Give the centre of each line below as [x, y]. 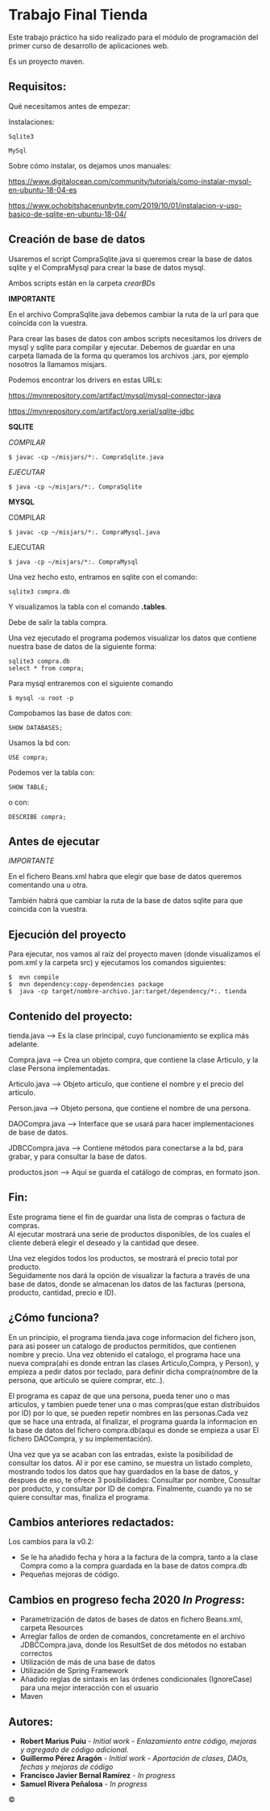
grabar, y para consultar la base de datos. [78, 1156]
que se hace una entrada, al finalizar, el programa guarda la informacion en [133, 1422]
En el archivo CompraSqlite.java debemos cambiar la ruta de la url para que [134, 314]
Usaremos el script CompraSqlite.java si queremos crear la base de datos [130, 259]
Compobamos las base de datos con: [71, 713]
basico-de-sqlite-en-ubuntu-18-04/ [67, 214]
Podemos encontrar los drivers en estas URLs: [85, 380]
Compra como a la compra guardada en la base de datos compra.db [133, 1566]
